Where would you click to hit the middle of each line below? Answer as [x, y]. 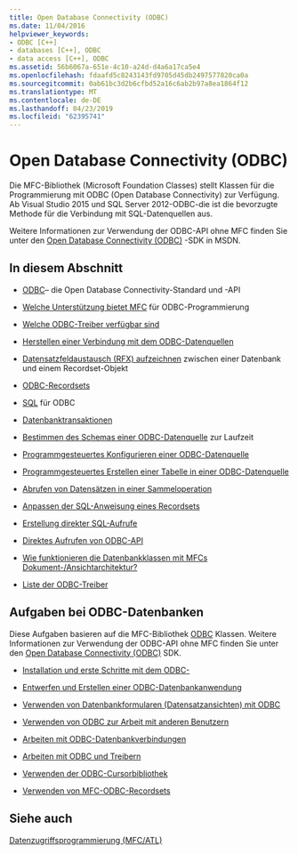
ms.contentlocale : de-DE [55, 100]
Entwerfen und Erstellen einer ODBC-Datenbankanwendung [132, 687]
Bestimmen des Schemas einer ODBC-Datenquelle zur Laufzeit [138, 437]
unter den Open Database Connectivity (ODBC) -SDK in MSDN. [125, 240]
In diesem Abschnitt [66, 268]
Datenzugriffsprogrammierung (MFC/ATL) [86, 840]
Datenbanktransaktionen [67, 420]
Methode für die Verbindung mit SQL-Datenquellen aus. [111, 213]
